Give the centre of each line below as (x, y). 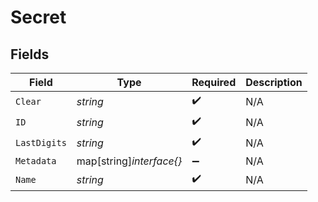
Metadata (36, 161)
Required (214, 82)
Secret (38, 17)
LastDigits (41, 142)
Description (274, 82)
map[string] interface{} (129, 161)
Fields (30, 54)
